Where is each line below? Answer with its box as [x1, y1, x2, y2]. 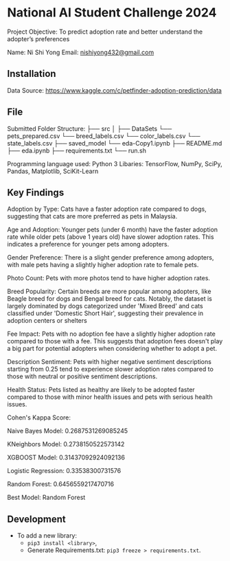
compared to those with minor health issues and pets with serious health [7, 393, 213, 401]
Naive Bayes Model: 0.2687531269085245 [7, 427, 128, 435]
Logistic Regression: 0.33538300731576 [7, 467, 122, 475]
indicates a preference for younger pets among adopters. [7, 240, 170, 249]
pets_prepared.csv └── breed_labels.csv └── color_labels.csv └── [7, 132, 200, 140]
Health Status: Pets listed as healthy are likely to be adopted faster [7, 386, 196, 394]
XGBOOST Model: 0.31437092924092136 [7, 453, 126, 461]
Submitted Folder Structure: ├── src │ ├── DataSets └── [7, 124, 172, 133]
